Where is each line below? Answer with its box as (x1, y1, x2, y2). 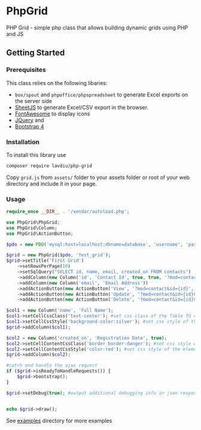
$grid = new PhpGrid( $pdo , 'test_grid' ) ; (6, 252, 111, 258)
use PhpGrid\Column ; (6, 225, 58, 231)
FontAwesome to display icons (14, 110, 90, 117)
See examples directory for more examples (6, 417, 112, 424)
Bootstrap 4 (14, 123, 44, 130)
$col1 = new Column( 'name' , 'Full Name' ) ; (6, 307, 114, 314)
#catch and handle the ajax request (6, 362, 98, 369)
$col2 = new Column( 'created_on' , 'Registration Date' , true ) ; (6, 335, 167, 341)
